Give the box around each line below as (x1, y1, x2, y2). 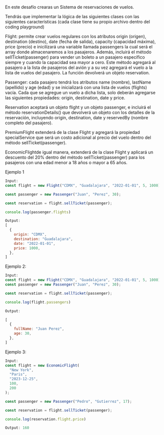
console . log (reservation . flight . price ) (5, 416, 86, 422)
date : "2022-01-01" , (14, 241, 56, 246)
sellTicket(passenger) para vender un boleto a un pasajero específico (5, 54, 145, 60)
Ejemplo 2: (5, 263, 27, 269)
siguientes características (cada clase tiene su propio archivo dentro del (5, 19, 150, 24)
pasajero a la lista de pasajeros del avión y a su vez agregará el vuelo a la (5, 65, 153, 70)
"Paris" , (9, 372, 27, 377)
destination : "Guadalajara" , (14, 237, 73, 241)
